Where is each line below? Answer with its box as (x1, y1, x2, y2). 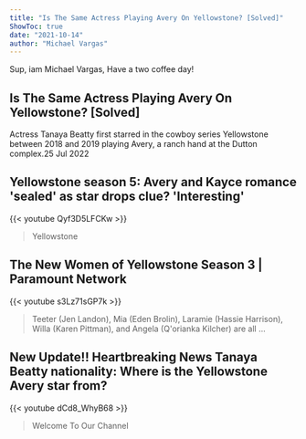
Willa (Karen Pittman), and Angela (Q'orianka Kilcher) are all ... (31, 323, 267, 334)
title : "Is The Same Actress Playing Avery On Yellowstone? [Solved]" (9, 13, 284, 23)
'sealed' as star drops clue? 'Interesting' (9, 189, 245, 204)
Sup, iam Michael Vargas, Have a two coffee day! (9, 64, 195, 75)
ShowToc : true (9, 22, 64, 31)
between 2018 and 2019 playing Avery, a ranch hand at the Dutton (9, 139, 258, 150)
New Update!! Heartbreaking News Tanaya (9, 350, 258, 365)
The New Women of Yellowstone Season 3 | (9, 257, 263, 273)
